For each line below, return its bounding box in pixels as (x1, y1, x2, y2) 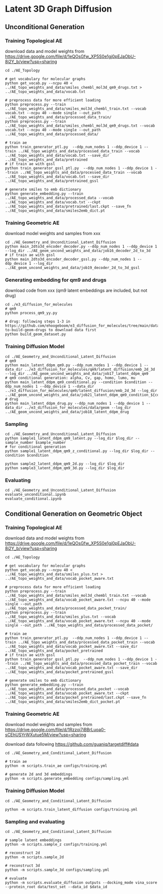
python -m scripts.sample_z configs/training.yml (5, 842, 108, 847)
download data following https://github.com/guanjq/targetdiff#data (5, 742, 139, 747)
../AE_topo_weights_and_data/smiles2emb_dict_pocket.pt (5, 699, 120, 705)
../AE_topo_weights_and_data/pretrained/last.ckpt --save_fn (5, 204, 131, 209)
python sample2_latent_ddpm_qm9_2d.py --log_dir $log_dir (5, 461, 125, 467)
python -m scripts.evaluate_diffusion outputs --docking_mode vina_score (5, 880, 158, 885)
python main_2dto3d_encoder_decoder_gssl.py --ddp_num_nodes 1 (5, 257, 136, 262)
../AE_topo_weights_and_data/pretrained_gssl (5, 178, 98, 183)
